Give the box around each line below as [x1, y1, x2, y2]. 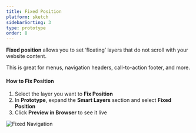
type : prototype [6, 25, 46, 31]
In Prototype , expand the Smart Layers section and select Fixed [14, 97, 172, 104]
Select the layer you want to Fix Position [14, 90, 113, 97]
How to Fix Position [6, 77, 54, 84]
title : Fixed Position [6, 8, 62, 15]
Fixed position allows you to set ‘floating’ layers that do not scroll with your [6, 46, 188, 53]
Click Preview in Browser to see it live [14, 109, 107, 116]
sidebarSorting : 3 [6, 19, 51, 25]
